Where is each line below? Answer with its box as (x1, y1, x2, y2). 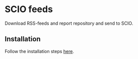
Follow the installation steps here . (5, 48, 74, 54)
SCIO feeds (5, 4, 53, 15)
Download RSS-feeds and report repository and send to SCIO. (5, 20, 133, 26)
